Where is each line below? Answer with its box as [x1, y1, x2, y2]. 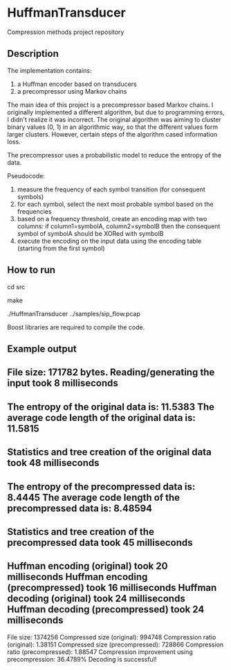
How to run [7, 264, 56, 276]
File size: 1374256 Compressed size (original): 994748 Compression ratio [7, 633, 216, 641]
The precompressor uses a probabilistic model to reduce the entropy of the [7, 151, 222, 159]
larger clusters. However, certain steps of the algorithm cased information [7, 130, 218, 138]
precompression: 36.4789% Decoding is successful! [7, 655, 157, 663]
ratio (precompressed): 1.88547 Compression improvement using [7, 647, 193, 656]
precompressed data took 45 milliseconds [7, 536, 193, 549]
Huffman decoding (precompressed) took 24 [7, 603, 205, 615]
